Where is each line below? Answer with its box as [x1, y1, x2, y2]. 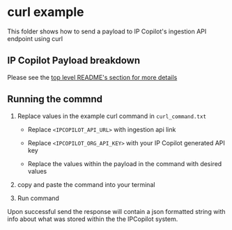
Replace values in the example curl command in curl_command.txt [17, 112, 207, 120]
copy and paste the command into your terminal [17, 180, 155, 188]
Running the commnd [7, 93, 103, 105]
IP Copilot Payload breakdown [7, 55, 141, 67]
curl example [7, 4, 84, 20]
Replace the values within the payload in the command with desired [27, 159, 222, 167]
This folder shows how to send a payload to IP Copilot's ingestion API [7, 27, 207, 35]
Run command [17, 194, 59, 202]
